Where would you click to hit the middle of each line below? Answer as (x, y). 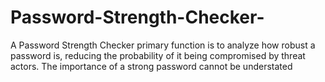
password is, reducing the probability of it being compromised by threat (158, 55)
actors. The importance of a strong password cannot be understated (151, 66)
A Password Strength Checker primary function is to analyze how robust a (163, 45)
